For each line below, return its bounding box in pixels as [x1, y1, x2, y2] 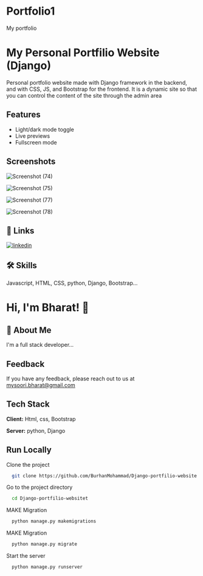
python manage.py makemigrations [12, 518, 97, 525]
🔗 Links [6, 226, 35, 236]
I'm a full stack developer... [6, 341, 74, 349]
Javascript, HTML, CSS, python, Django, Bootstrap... [6, 279, 138, 287]
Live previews [15, 132, 50, 140]
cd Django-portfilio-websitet [12, 496, 88, 502]
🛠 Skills [6, 260, 38, 271]
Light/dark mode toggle [15, 126, 75, 133]
